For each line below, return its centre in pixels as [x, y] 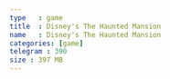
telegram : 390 [38, 52]
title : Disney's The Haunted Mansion [85, 26]
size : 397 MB [37, 60]
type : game [37, 18]
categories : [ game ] [47, 43]
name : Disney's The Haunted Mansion [85, 35]
